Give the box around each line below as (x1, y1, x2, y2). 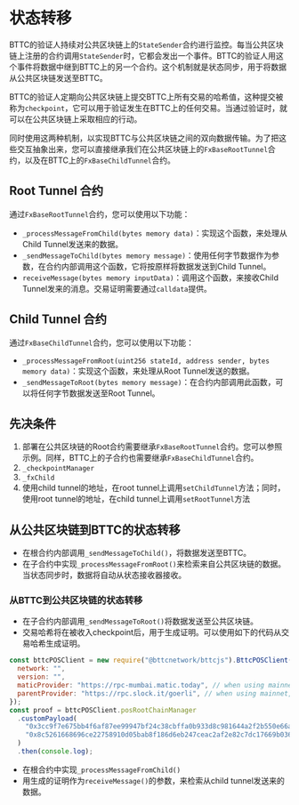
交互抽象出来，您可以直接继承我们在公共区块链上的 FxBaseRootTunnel (16, 143, 269, 154)
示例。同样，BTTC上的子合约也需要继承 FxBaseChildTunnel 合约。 (21, 453, 259, 463)
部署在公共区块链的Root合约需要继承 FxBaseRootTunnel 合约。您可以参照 (21, 441, 283, 452)
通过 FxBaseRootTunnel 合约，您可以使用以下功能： (9, 208, 190, 219)
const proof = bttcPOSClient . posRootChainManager (9, 705, 198, 714)
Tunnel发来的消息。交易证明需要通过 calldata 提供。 (21, 283, 212, 294)
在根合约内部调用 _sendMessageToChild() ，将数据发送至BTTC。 (21, 548, 252, 559)
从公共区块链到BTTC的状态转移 (9, 522, 181, 537)
